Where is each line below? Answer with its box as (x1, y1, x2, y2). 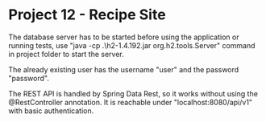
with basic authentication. (8, 106, 94, 116)
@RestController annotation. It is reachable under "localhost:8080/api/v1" (8, 97, 252, 107)
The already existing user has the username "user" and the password (8, 64, 239, 74)
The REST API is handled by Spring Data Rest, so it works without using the (8, 88, 258, 98)
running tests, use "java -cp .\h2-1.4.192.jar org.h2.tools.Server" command (8, 40, 256, 50)
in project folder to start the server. (8, 49, 125, 59)
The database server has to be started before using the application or (8, 32, 239, 42)
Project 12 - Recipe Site (8, 6, 167, 24)
